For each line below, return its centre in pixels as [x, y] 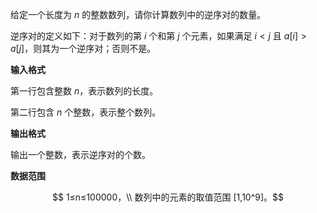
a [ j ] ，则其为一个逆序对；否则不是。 [83, 48]
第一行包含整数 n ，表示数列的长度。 [84, 91]
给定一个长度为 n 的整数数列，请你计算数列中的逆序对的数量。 [138, 14]
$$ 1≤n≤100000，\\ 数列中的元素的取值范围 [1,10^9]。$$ [168, 197]
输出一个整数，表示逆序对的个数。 [80, 154]
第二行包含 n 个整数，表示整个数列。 [86, 112]
